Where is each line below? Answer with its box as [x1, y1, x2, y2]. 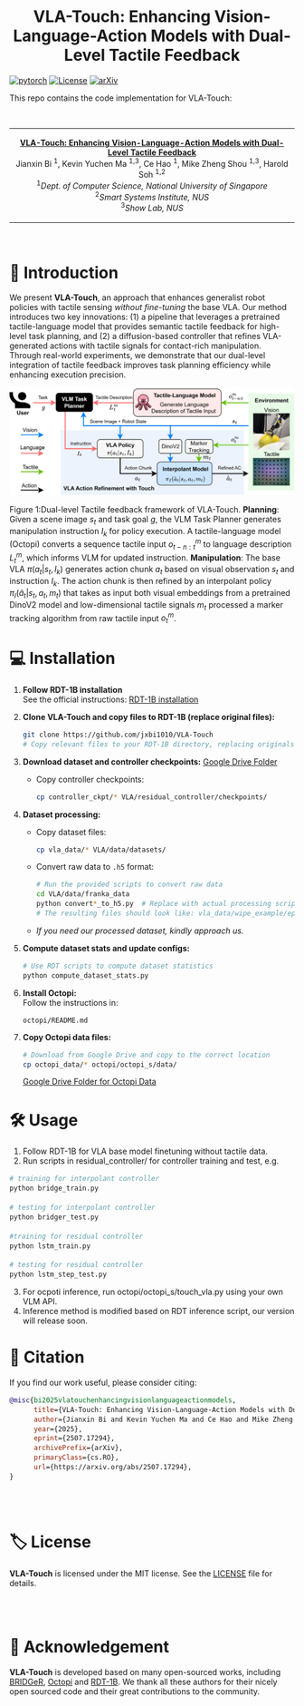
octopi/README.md [22, 1016, 89, 1025]
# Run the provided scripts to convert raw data [35, 880, 223, 890]
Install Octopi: [22, 987, 77, 999]
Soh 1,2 [138, 168, 166, 180]
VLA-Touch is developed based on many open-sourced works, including [9, 1666, 281, 1677]
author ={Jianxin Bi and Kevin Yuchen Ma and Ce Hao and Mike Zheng [33, 1415, 294, 1424]
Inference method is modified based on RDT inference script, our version [22, 1306, 295, 1317]
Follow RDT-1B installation [22, 684, 123, 695]
